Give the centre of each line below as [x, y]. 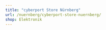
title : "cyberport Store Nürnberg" [43, 10]
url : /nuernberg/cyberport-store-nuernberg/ [53, 15]
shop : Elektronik [24, 19]
